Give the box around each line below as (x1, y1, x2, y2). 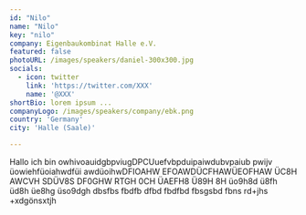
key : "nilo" (9, 30, 55, 39)
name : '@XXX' (26, 89, 76, 98)
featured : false (9, 47, 71, 56)
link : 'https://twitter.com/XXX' (26, 81, 153, 90)
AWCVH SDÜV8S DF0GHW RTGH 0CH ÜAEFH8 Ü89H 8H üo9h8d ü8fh (9, 176, 279, 187)
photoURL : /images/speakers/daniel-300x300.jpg (9, 56, 195, 65)
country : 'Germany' (9, 115, 84, 124)
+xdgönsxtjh (9, 195, 57, 206)
